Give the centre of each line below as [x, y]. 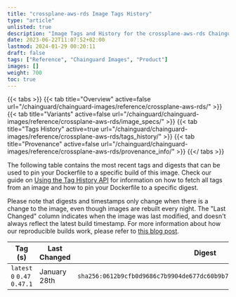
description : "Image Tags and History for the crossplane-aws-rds [106, 33]
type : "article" [31, 20]
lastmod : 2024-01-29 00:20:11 [52, 46]
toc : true [22, 79]
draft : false [26, 53]
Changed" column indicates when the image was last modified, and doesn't [117, 216]
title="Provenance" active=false [53, 144]
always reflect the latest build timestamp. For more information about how [114, 224]
